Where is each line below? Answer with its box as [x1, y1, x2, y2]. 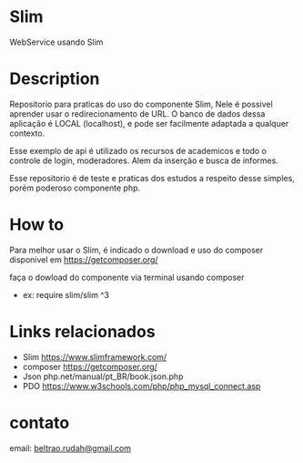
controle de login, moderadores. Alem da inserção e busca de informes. [9, 155, 279, 166]
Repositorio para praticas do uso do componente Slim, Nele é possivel [9, 98, 273, 109]
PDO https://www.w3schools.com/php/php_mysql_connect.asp [22, 380, 261, 391]
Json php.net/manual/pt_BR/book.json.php [22, 371, 184, 382]
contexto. [9, 128, 45, 139]
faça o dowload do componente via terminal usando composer [9, 272, 245, 283]
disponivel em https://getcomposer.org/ [9, 253, 158, 265]
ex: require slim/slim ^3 [22, 289, 109, 300]
